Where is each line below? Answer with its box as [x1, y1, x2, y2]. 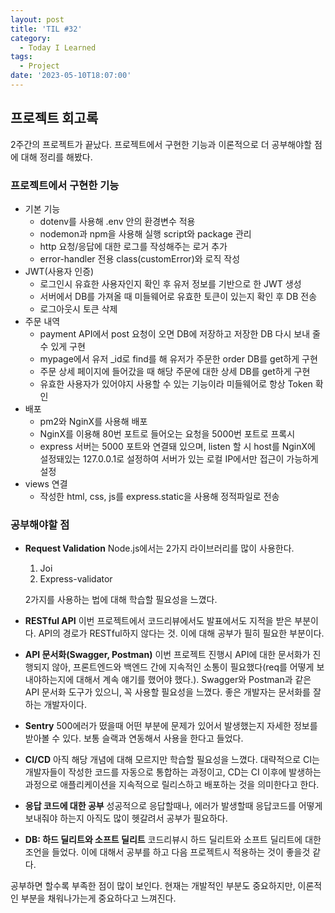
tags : [10, 52, 33, 62]
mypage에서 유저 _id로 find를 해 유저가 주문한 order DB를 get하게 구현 [39, 352, 318, 365]
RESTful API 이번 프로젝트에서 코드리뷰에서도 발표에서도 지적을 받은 [24, 615, 293, 627]
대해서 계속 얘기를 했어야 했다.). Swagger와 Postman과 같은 [76, 674, 312, 686]
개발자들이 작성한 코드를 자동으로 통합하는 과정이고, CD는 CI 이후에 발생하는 [24, 766, 322, 778]
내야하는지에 [24, 674, 75, 686]
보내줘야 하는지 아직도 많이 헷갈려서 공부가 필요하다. [24, 812, 228, 825]
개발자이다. [43, 699, 87, 711]
